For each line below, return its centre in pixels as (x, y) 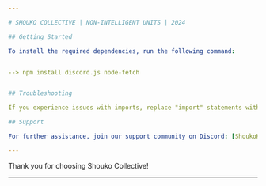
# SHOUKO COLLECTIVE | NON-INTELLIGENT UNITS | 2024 (97, 22)
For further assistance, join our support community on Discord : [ (122, 136)
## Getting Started (40, 36)
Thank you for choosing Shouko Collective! (78, 165)
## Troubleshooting (40, 93)
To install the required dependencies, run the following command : (122, 51)
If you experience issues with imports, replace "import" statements (125, 108)
